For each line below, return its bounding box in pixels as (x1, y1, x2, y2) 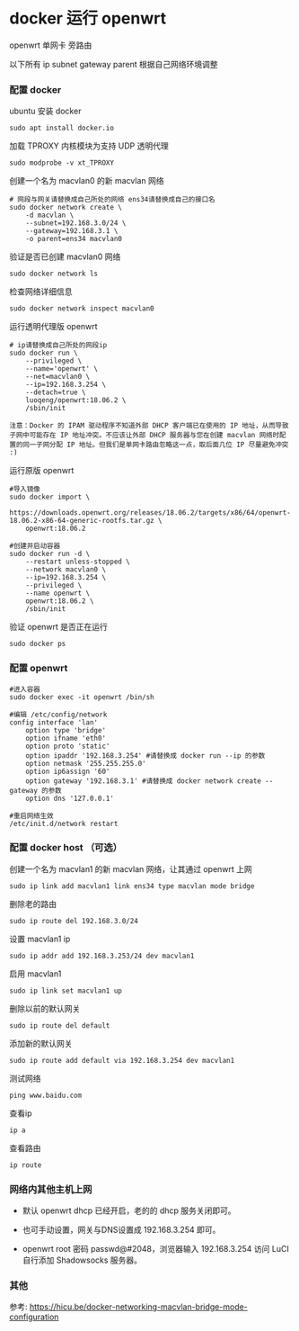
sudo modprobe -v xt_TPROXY (9, 158, 115, 167)
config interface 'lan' (9, 717, 99, 727)
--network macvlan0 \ (25, 565, 106, 574)
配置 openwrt (9, 662, 68, 675)
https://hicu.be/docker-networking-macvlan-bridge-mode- (29, 1301, 249, 1312)
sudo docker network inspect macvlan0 (9, 304, 154, 313)
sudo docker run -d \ (9, 550, 91, 559)
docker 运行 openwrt (9, 8, 167, 29)
